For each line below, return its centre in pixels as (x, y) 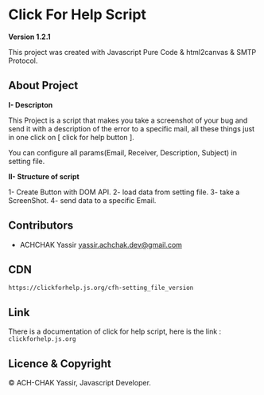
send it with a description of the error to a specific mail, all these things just (132, 128)
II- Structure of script (44, 176)
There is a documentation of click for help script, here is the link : (115, 331)
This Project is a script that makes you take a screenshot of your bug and (128, 120)
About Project (43, 86)
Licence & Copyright (60, 364)
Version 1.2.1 (29, 37)
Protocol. (23, 61)
